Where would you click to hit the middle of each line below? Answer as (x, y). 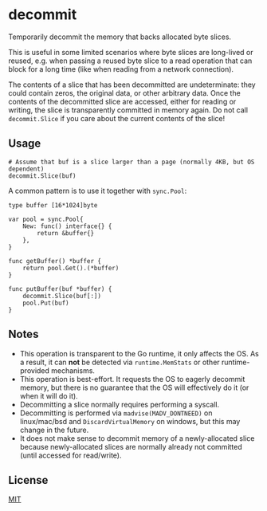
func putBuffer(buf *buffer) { (60, 289)
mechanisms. (73, 370)
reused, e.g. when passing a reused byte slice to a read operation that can (130, 61)
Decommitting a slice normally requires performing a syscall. (120, 404)
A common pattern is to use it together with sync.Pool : (98, 191)
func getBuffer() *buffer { (55, 261)
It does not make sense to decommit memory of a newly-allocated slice (137, 438)
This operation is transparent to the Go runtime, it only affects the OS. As (139, 353)
